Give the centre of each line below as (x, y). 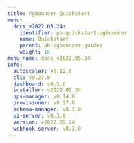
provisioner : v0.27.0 (44, 103)
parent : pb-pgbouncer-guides (61, 45)
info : (15, 65)
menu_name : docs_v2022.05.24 (49, 58)
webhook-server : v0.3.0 (47, 129)
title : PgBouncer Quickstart (49, 13)
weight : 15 (35, 52)
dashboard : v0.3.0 (40, 84)
